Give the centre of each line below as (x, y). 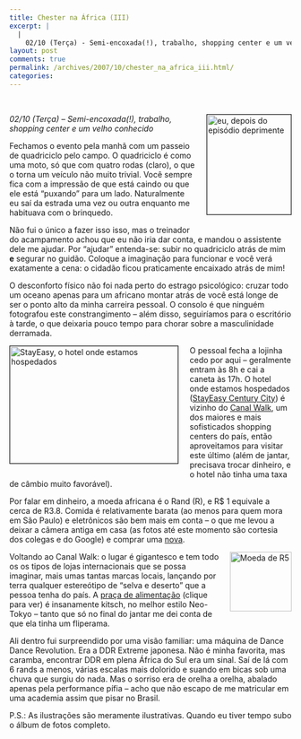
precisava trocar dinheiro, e (240, 465)
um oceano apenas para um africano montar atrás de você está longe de (144, 295)
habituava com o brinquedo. (61, 213)
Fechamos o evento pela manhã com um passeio (99, 145)
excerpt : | (30, 26)
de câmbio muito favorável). (61, 483)
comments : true (38, 59)
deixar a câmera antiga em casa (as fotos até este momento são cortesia (144, 529)
